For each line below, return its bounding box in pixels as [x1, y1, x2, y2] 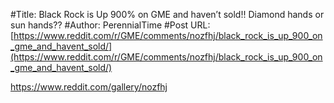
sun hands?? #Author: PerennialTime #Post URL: [10, 19, 211, 31]
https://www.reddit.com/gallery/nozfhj [10, 81, 168, 93]
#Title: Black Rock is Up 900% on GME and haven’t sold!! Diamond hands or [10, 9, 325, 20]
